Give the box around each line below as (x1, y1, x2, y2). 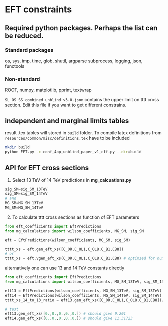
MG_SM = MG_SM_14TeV (5, 205, 43, 210)
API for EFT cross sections (5, 164, 89, 172)
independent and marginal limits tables (5, 116, 129, 125)
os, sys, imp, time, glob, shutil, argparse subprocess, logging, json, (5, 58, 143, 64)
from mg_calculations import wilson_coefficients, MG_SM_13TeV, (5, 279, 142, 284)
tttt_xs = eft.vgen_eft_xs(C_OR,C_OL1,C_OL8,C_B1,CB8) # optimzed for (5, 256, 155, 261)
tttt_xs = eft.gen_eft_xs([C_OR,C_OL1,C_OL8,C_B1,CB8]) (5, 247, 124, 252)
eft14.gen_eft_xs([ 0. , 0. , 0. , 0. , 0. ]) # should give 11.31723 (5, 316, 133, 321)
